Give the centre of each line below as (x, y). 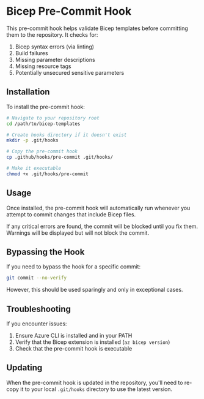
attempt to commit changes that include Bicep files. (71, 214)
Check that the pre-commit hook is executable (74, 349)
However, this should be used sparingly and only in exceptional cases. (95, 290)
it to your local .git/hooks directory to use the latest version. (97, 389)
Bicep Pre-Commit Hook (69, 11)
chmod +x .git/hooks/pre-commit (47, 174)
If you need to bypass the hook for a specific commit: (74, 267)
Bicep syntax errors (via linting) (55, 47)
